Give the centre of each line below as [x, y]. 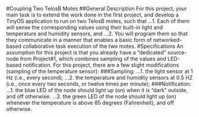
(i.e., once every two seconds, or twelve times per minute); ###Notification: [99, 84]
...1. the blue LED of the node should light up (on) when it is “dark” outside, [97, 90]
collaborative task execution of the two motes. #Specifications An [103, 46]
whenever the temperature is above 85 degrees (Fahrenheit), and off [90, 103]
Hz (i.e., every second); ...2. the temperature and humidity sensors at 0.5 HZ [99, 77]
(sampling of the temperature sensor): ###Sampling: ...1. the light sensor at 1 [99, 71]
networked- [168, 40]
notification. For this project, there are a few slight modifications [101, 65]
